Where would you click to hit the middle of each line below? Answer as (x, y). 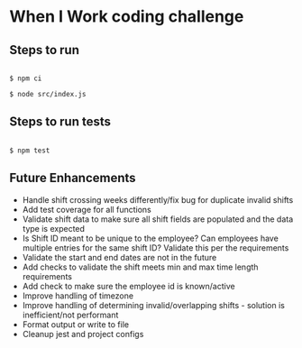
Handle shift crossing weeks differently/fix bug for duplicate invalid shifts (158, 199)
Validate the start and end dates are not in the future (119, 257)
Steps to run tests (60, 122)
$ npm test (30, 151)
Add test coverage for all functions (87, 209)
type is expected (54, 228)
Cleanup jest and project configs (83, 334)
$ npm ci (26, 78)
